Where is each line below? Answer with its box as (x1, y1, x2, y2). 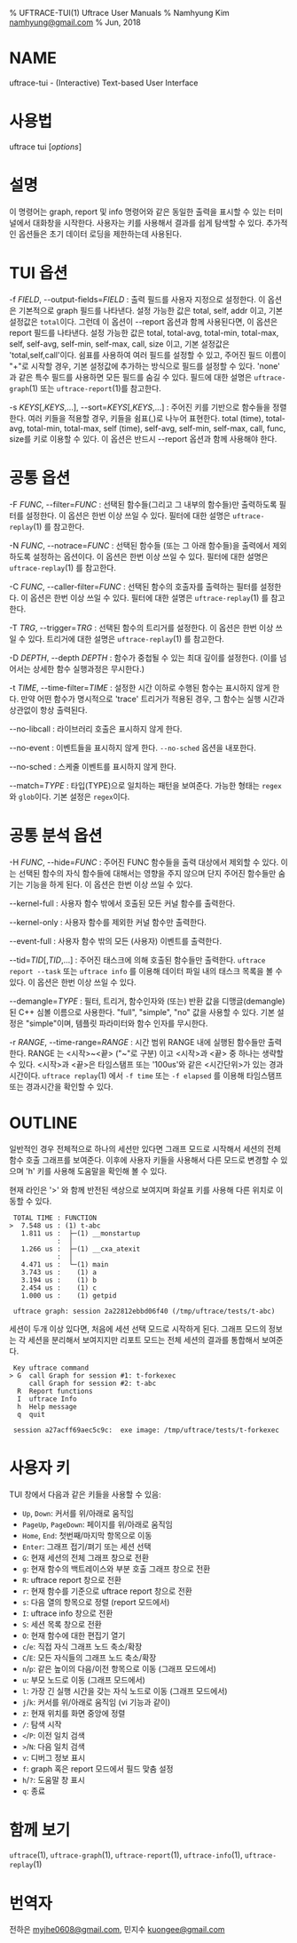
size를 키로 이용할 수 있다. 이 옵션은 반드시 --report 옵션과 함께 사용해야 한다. (9, 433, 277, 444)
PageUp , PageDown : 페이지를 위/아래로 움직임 (21, 1519, 173, 1530)
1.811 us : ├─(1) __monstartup (20, 1228, 141, 1238)
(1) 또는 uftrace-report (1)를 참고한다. (28, 382, 161, 394)
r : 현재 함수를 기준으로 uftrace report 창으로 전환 (21, 1586, 192, 1596)
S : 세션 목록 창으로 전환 (21, 1619, 102, 1629)
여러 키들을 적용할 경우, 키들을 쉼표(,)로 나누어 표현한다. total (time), (27, 412, 264, 423)
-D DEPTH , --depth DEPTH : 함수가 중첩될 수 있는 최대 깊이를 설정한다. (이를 (9, 652, 277, 663)
